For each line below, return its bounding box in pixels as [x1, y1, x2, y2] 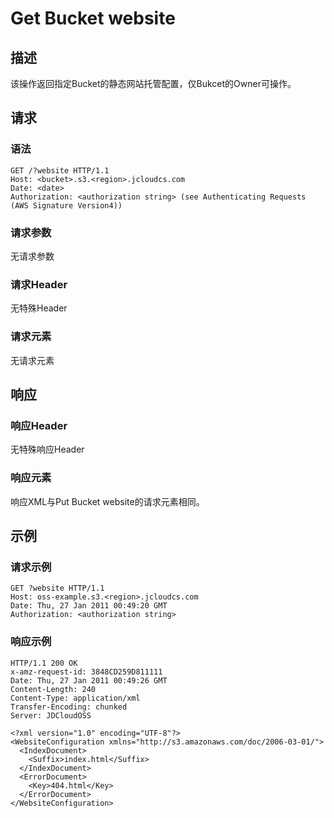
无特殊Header [10, 302, 68, 314]
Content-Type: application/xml [10, 693, 141, 703]
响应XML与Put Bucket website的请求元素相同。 [10, 495, 205, 507]
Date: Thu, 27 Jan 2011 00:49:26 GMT [10, 675, 168, 686]
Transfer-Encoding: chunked [10, 702, 128, 712]
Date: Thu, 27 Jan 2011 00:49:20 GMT [10, 601, 168, 611]
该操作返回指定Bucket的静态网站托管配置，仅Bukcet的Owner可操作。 [10, 78, 297, 89]
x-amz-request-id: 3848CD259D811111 [10, 667, 163, 677]
